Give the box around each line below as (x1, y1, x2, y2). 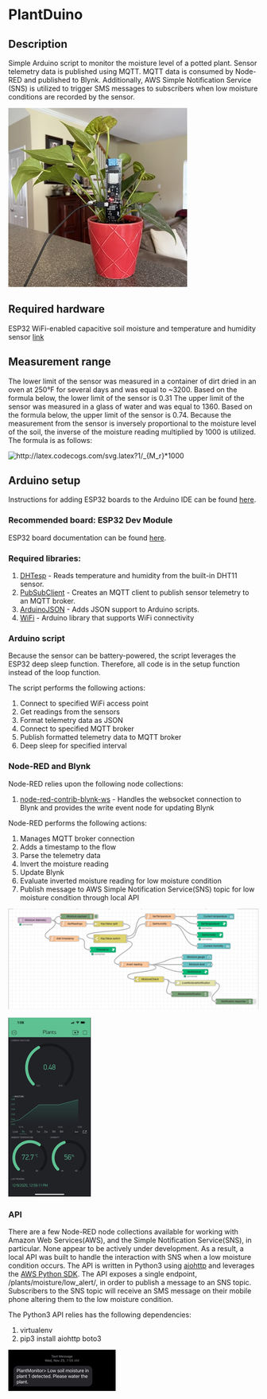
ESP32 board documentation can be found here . (8, 533, 167, 542)
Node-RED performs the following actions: (8, 818, 147, 828)
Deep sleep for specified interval (19, 741, 127, 751)
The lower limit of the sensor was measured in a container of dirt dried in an (8, 376, 257, 386)
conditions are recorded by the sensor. (8, 92, 135, 101)
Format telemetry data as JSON (19, 716, 123, 725)
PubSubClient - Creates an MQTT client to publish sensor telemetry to (19, 588, 250, 597)
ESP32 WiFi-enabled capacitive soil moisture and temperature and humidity (8, 324, 257, 333)
